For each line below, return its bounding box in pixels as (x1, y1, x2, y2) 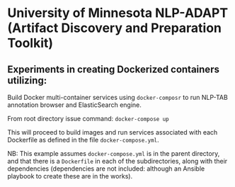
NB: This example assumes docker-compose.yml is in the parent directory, (7, 149, 220, 157)
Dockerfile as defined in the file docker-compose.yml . (7, 136, 159, 144)
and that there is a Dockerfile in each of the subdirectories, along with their (7, 157, 228, 165)
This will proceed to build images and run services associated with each (7, 128, 218, 136)
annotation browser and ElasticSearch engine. (7, 101, 142, 109)
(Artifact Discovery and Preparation (7, 20, 222, 36)
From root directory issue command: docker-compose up (7, 115, 169, 123)
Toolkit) (7, 35, 54, 51)
